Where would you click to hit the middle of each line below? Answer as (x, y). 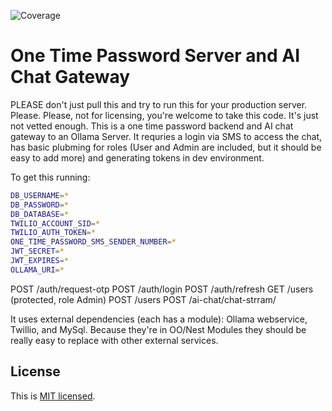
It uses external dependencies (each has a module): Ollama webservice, (159, 319)
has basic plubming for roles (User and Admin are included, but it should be (166, 147)
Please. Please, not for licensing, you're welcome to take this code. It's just (164, 115)
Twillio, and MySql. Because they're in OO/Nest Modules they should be (158, 329)
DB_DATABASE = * (40, 214)
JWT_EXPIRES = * (40, 261)
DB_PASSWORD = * (40, 205)
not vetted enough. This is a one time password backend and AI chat (152, 126)
